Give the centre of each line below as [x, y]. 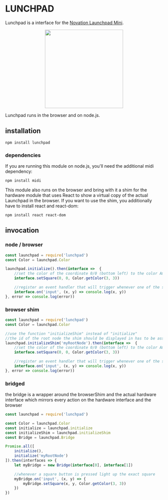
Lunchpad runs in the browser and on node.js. [52, 115]
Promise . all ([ [20, 447]
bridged [15, 384]
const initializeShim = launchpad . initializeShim [58, 433]
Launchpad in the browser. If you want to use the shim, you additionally [79, 201]
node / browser [24, 245]
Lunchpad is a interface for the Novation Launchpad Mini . [64, 23]
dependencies [23, 155]
